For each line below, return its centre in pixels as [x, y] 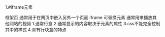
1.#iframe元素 [19, 7]
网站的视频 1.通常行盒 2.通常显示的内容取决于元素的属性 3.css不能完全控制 [85, 24]
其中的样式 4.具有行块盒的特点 [36, 30]
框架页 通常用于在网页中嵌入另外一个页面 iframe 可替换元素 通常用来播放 [79, 18]
